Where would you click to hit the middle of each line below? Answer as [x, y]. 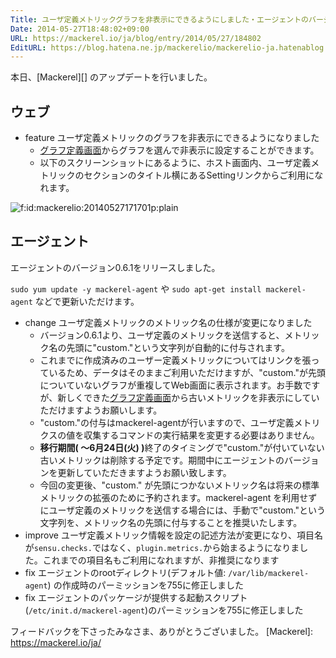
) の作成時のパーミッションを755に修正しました [146, 585]
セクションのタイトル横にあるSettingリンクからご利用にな [203, 175]
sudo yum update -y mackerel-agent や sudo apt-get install [136, 288]
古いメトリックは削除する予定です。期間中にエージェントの [162, 460]
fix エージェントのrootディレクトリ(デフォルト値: [125, 572]
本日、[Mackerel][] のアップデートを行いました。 [111, 77]
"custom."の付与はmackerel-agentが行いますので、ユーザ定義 [167, 422]
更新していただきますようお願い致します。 [144, 472]
